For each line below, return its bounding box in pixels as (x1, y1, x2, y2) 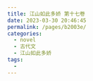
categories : (7, 30, 42, 37)
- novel (13, 37, 37, 44)
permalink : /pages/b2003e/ (7, 23, 87, 30)
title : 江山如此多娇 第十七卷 (7, 10, 86, 18)
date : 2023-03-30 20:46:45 (7, 17, 87, 24)
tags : (7, 56, 23, 63)
